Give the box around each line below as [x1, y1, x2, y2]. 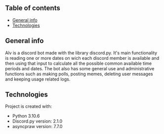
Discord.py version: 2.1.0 [12, 118, 63, 124]
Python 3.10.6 [12, 113, 40, 119]
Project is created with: [5, 103, 52, 109]
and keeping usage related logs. [5, 76, 71, 82]
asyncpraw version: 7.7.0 [12, 124, 63, 130]
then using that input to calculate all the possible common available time [5, 60, 152, 66]
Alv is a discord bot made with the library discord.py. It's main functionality [5, 49, 157, 56]
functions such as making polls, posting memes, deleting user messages [5, 71, 153, 77]
